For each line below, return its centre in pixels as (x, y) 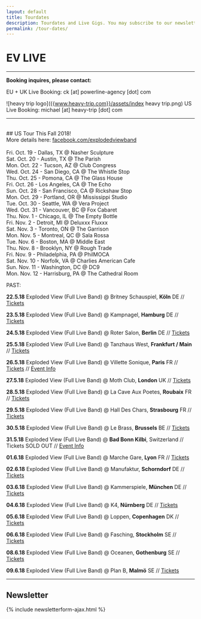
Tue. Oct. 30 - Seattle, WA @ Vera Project (58, 204)
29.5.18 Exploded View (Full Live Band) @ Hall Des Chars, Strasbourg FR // (99, 410)
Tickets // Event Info (31, 369)
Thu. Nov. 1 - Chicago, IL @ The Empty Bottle (62, 216)
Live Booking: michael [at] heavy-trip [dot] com (64, 110)
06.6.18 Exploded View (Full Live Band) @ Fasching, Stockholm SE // (91, 535)
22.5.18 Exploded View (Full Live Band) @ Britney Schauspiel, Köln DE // (95, 297)
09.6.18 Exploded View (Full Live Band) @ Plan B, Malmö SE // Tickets (93, 570)
